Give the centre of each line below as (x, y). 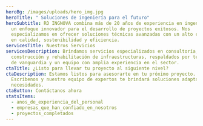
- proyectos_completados (42, 113)
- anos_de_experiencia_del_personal (57, 102)
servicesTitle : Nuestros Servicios (51, 46)
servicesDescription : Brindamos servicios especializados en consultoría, (102, 51)
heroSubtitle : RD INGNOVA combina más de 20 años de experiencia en (94, 23)
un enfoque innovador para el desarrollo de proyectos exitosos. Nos (101, 29)
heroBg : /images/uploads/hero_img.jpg (55, 12)
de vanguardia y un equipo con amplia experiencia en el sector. (95, 62)
